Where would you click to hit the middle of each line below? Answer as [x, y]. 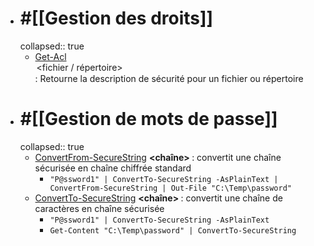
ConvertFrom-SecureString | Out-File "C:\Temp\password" [170, 188]
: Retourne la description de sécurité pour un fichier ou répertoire [169, 78]
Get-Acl [50, 56]
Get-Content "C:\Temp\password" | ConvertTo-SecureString [173, 230]
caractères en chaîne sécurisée [99, 208]
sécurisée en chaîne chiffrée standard [113, 168]
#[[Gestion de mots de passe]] [148, 119]
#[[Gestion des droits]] [116, 18]
